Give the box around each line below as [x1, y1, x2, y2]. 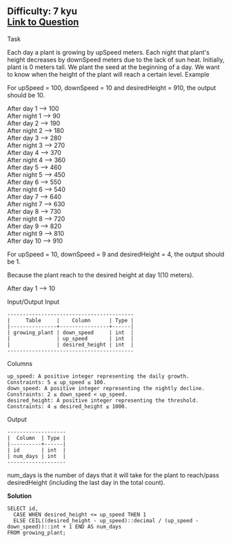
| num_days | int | [7, 452, 67, 459]
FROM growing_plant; [7, 529, 67, 536]
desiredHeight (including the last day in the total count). [7, 478, 165, 486]
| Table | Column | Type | [7, 317, 134, 324]
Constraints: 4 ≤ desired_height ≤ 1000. [7, 403, 128, 410]
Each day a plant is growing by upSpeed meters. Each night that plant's [7, 48, 210, 56]
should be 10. [7, 91, 46, 99]
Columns [7, 359, 33, 367]
